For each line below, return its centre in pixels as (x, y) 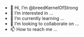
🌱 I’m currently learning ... (37, 18)
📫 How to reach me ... (34, 29)
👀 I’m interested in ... (32, 13)
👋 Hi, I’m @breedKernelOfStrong (44, 8)
